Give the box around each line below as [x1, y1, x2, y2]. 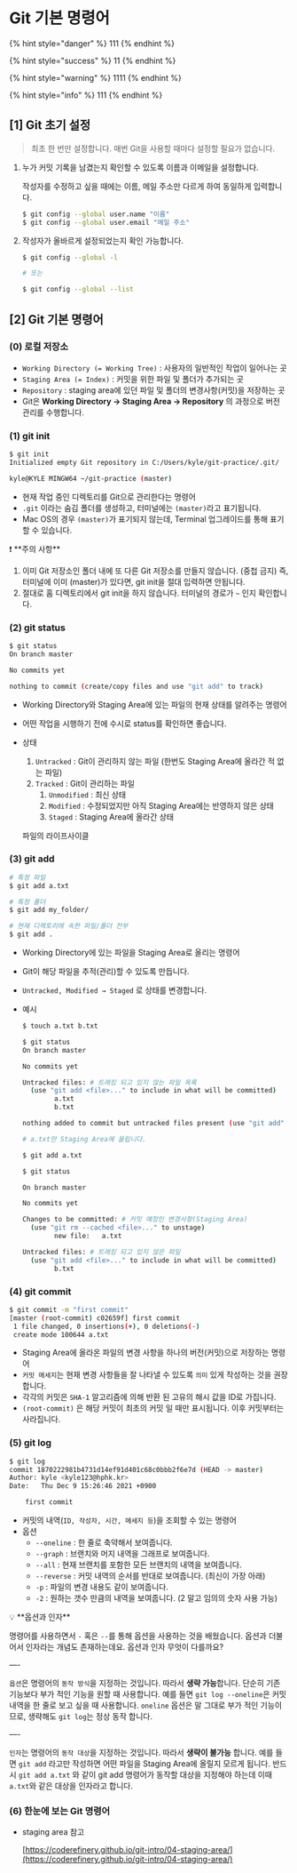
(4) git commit [9, 1285, 72, 1298]
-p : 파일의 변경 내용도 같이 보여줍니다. [35, 1581, 168, 1592]
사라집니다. [21, 1414, 61, 1425]
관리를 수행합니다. [21, 406, 84, 418]
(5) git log [9, 1437, 51, 1449]
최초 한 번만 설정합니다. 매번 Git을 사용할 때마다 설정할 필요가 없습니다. [30, 143, 276, 154]
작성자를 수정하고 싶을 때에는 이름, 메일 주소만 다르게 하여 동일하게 [21, 180, 252, 191]
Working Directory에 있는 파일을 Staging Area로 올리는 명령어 [21, 948, 240, 958]
